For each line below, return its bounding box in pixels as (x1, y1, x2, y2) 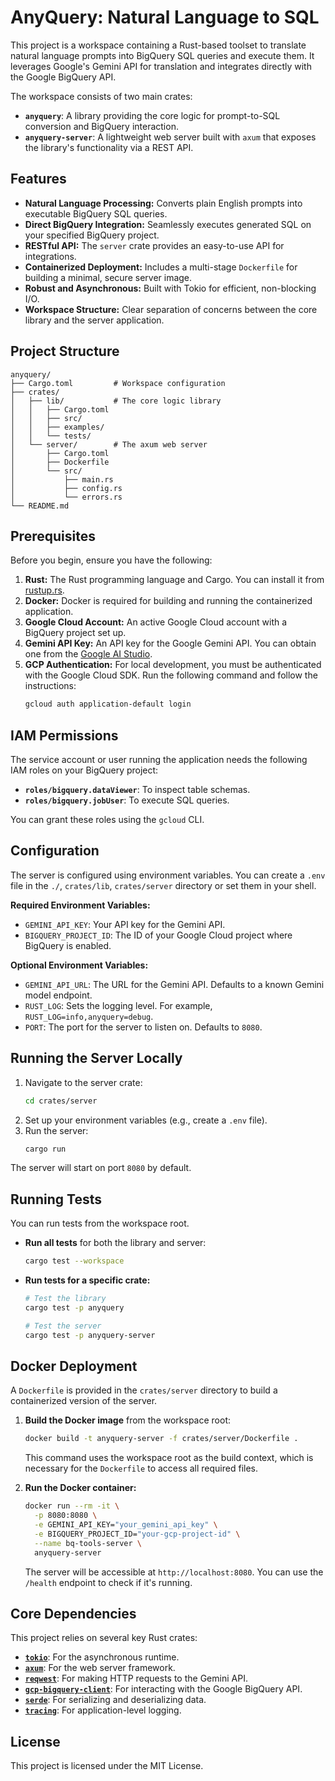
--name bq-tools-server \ (34, 1538, 142, 1548)
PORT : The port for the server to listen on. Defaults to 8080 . (24, 1021, 263, 1033)
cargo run (24, 1144, 67, 1154)
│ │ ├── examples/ (10, 422, 105, 432)
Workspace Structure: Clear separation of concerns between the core (24, 303, 318, 315)
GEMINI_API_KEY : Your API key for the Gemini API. (24, 918, 226, 930)
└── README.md (10, 501, 70, 511)
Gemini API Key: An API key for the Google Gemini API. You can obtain (24, 637, 317, 650)
